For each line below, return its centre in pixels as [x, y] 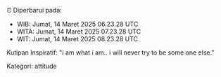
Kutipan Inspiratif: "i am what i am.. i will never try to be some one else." [110, 52]
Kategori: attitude [32, 66]
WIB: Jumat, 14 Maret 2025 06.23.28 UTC [77, 24]
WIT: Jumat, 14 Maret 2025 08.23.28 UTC [77, 39]
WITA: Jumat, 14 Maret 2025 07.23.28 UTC [79, 31]
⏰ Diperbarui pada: [34, 10]
